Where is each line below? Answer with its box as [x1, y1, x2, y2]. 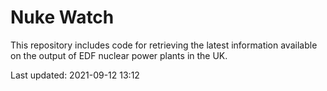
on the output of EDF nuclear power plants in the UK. [10, 49, 228, 61]
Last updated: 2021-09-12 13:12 [10, 69, 140, 81]
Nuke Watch [10, 6, 115, 29]
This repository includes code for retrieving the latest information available [10, 39, 318, 51]
